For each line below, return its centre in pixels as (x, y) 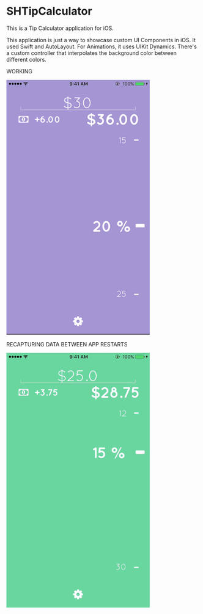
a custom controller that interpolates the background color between (92, 53)
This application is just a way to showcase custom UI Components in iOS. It (101, 40)
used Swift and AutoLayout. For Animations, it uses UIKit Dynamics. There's (102, 46)
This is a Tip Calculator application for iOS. (60, 28)
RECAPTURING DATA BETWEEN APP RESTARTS (67, 344)
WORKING (19, 71)
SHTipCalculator (50, 11)
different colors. (27, 59)
